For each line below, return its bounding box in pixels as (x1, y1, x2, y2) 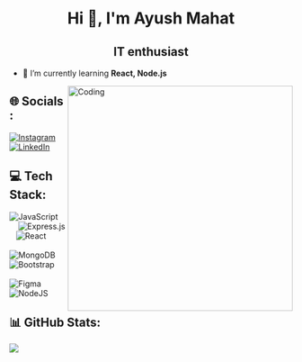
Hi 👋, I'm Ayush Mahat (67, 8, 235, 29)
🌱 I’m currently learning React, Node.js (22, 68, 168, 78)
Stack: (9, 187, 47, 203)
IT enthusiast (113, 44, 189, 59)
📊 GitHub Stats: (9, 315, 102, 330)
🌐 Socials (9, 94, 65, 109)
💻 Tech (9, 168, 53, 184)
